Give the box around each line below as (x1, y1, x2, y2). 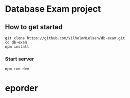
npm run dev (5, 67, 29, 72)
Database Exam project (5, 3, 101, 15)
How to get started (5, 23, 63, 31)
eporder (5, 83, 38, 94)
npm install (5, 44, 29, 49)
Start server (5, 55, 34, 62)
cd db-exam (5, 40, 27, 45)
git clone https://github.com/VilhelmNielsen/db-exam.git (5, 36, 125, 40)
